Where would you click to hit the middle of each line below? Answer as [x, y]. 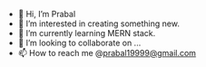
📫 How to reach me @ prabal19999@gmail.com [107, 53]
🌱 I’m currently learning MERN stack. [87, 33]
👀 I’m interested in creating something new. [98, 24]
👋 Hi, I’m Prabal [47, 14]
